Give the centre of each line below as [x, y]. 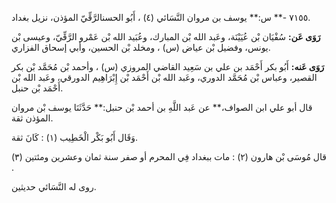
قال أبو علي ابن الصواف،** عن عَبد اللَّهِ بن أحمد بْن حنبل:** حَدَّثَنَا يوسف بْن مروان [162, 107]
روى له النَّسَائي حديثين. [54, 186]
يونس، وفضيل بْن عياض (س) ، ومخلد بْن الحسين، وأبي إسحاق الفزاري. [141, 47]
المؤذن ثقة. [32, 118]
